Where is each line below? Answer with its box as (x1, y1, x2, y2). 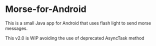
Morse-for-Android (5, 3, 86, 15)
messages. (5, 25, 28, 31)
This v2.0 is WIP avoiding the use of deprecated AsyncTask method (5, 35, 144, 41)
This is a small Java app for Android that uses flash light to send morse (5, 20, 151, 26)
